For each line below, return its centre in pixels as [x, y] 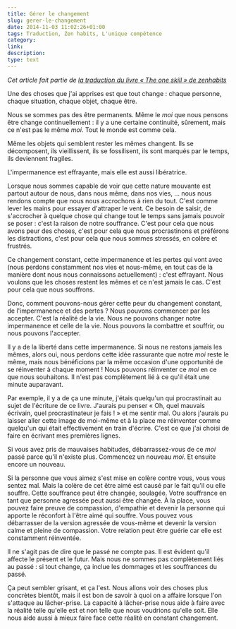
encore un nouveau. [36, 464]
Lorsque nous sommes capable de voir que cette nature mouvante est [109, 186]
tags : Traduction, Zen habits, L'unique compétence [85, 34]
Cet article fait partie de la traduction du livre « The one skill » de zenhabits [117, 80]
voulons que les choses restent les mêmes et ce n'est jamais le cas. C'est [114, 282]
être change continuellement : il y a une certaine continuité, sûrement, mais [117, 122]
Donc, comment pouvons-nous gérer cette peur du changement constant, [115, 303]
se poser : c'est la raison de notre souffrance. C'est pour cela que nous [111, 223]
